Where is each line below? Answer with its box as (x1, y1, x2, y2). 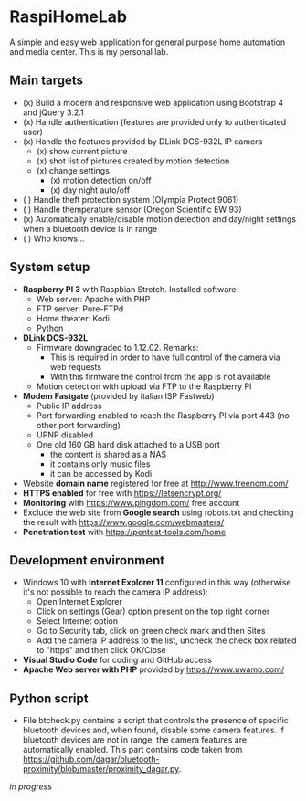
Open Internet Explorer (36, 596, 123, 607)
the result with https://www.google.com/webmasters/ (22, 516, 225, 527)
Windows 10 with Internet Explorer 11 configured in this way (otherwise (22, 577, 291, 588)
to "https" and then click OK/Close (36, 645, 166, 656)
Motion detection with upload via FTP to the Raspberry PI (36, 381, 252, 392)
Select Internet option (36, 616, 119, 627)
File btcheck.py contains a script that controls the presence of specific (22, 715, 290, 726)
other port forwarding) (36, 419, 121, 430)
